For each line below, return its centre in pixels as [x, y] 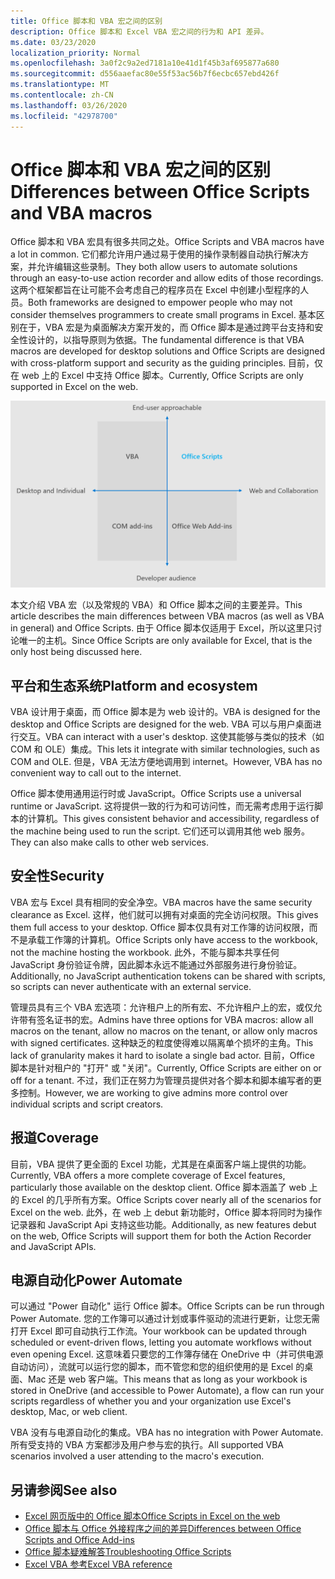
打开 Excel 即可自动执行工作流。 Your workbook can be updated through [158, 1331]
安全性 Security [57, 876]
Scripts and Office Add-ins [79, 1540]
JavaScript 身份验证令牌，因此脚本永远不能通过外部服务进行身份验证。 [156, 964]
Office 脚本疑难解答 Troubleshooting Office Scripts [128, 1552]
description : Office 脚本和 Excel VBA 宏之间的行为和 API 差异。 [139, 31]
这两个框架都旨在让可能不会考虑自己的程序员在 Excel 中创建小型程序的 [155, 290]
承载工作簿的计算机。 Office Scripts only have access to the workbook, [173, 939]
